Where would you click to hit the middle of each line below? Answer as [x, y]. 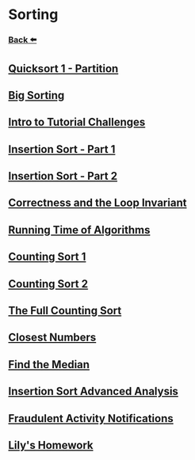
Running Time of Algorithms [79, 230]
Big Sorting [36, 95]
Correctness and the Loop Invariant [97, 203]
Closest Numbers [52, 338]
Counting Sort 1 [47, 257]
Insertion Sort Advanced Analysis [93, 392]
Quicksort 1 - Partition [63, 68]
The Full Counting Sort [65, 311]
